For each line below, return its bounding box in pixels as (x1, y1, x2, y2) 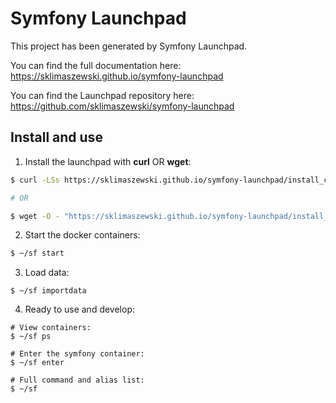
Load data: (24, 267, 70, 279)
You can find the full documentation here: (10, 59, 182, 71)
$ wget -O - (10, 211, 60, 221)
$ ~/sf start (10, 248, 65, 259)
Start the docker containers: (24, 229, 141, 241)
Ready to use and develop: (24, 303, 136, 316)
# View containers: (10, 323, 92, 333)
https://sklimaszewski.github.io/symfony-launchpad (10, 70, 224, 82)
